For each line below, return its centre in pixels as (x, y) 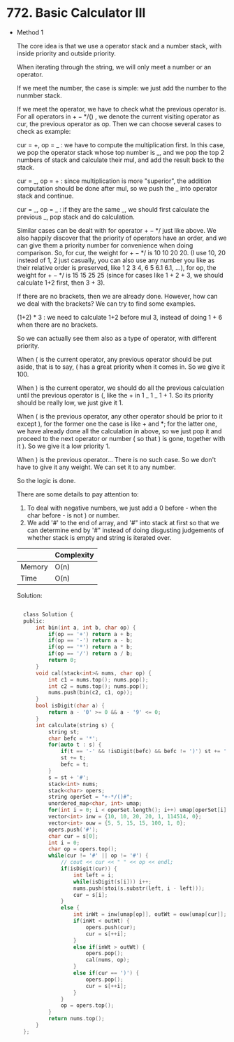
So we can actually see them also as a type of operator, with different (117, 338)
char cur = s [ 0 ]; (73, 836)
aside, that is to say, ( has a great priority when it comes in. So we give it (121, 367)
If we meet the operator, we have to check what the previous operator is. (121, 109)
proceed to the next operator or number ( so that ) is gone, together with (121, 438)
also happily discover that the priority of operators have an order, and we (122, 238)
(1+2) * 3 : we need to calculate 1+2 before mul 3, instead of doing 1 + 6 (119, 317)
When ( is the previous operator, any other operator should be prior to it (119, 416)
